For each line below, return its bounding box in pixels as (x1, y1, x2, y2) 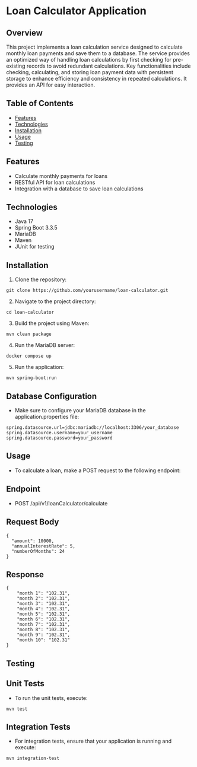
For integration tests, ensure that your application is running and (14, 737, 172, 745)
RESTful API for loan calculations (14, 179, 96, 186)
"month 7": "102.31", (17, 622, 70, 628)
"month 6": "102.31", (17, 616, 70, 622)
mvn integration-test (6, 755, 60, 762)
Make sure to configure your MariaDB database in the (14, 407, 147, 414)
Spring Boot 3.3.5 (14, 224, 58, 231)
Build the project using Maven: (14, 320, 90, 327)
